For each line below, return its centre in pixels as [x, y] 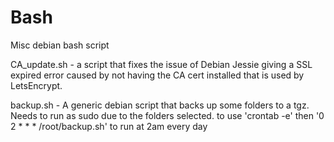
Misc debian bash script [60, 45]
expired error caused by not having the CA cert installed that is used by [157, 75]
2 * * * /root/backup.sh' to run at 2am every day [109, 126]
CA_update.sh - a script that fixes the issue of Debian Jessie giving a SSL [161, 64]
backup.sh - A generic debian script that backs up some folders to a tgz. [160, 105]
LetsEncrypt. [36, 85]
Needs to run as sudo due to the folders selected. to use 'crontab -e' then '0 [167, 115]
